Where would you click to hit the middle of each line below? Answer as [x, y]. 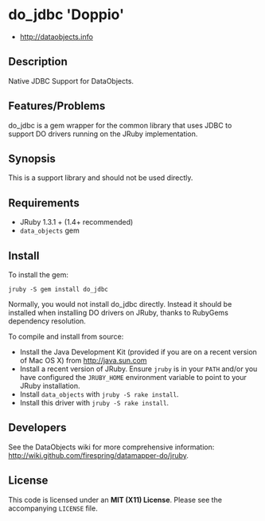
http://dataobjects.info [57, 37]
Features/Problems [57, 106]
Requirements [44, 203]
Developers [37, 428]
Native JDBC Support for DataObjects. [71, 80]
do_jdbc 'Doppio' [66, 15]
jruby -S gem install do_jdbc [58, 289]
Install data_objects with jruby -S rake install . [99, 394]
